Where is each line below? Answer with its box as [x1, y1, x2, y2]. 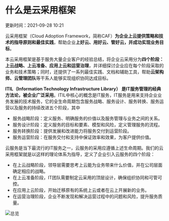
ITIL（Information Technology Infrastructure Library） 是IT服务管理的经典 [5, 86, 161, 92]
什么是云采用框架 [5, 5, 76, 16]
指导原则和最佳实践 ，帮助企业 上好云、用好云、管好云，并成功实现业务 [14, 39, 159, 45]
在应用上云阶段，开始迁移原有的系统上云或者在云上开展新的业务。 [12, 187, 149, 193]
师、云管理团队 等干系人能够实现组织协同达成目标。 [5, 75, 111, 81]
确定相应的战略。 [12, 168, 48, 174]
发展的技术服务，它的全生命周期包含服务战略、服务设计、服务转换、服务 [9, 98, 159, 104]
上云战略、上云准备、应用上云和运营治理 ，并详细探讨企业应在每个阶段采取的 [5, 62, 164, 68]
